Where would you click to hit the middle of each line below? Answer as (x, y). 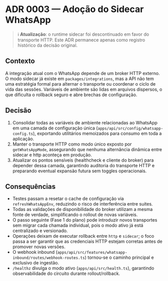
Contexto (20, 61)
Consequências (30, 187)
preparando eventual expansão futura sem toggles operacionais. (79, 171)
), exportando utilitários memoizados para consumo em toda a (97, 133)
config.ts (23, 134)
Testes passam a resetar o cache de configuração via (68, 199)
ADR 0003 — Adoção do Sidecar (75, 9)
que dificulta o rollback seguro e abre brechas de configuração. (71, 95)
